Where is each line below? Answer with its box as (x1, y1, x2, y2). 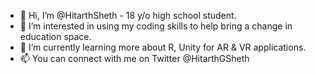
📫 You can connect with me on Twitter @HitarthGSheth (19, 53, 250, 64)
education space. (19, 31, 92, 42)
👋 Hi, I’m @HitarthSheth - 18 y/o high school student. (19, 10, 237, 21)
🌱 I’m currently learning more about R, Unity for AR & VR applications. (19, 41, 307, 53)
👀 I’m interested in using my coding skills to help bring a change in (19, 20, 293, 32)
